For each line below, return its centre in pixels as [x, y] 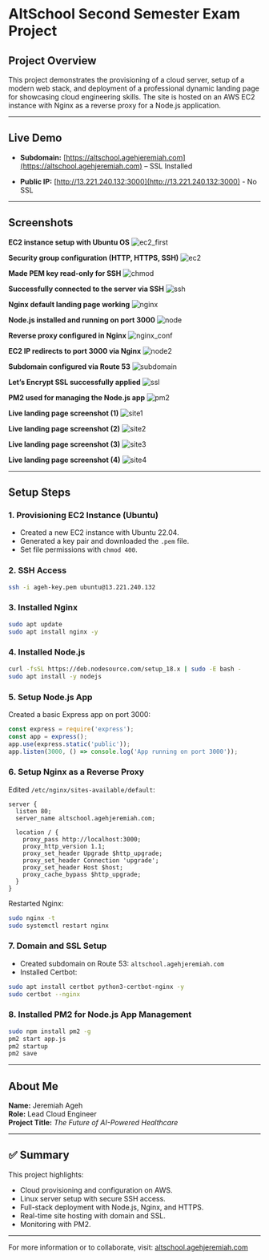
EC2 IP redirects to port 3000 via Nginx [75, 350]
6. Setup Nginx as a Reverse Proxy [76, 772]
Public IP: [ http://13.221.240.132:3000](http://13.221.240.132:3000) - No [139, 181]
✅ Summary [39, 1155]
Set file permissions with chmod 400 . [78, 549]
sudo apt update [35, 624]
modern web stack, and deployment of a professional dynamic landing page [134, 88]
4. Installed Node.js [47, 652]
